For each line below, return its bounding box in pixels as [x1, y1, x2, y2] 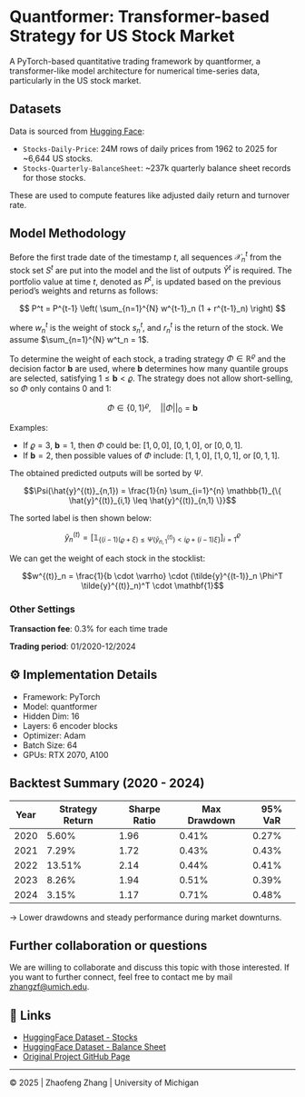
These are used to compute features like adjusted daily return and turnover [9, 189, 290, 201]
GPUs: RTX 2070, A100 [22, 749, 109, 760]
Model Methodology [9, 225, 127, 242]
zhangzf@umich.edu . [9, 982, 90, 992]
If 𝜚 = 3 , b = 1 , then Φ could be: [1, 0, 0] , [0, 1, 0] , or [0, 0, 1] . [22, 439, 243, 451]
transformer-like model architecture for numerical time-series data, [9, 65, 261, 76]
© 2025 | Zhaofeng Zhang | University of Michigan [9, 1077, 200, 1088]
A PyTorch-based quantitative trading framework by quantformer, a [9, 55, 261, 66]
